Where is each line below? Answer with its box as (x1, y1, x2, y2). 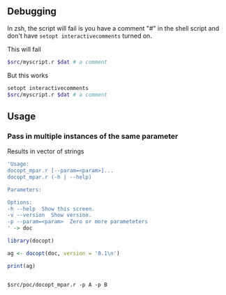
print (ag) (7, 262, 36, 269)
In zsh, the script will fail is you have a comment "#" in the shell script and (7, 24, 220, 32)
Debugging (7, 6, 57, 17)
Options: (7, 199, 33, 206)
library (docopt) (7, 237, 54, 244)
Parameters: (7, 186, 42, 193)
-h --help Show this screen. (7, 205, 96, 212)
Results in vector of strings (7, 147, 84, 156)
